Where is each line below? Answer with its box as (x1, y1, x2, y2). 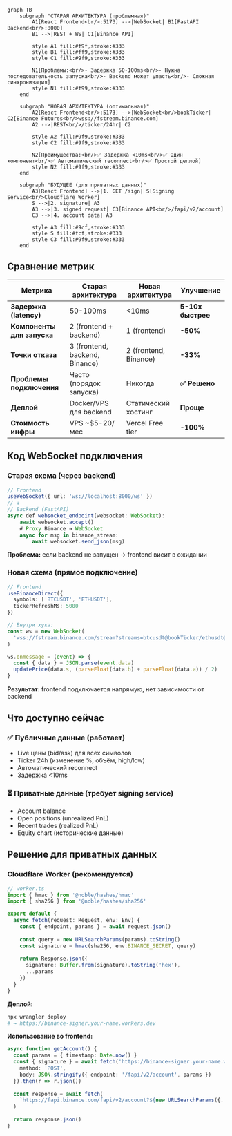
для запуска (10, 330, 54, 340)
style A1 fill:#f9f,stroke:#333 (32, 43, 126, 50)
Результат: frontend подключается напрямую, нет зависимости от (7, 685, 205, 693)
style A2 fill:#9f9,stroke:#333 (32, 133, 126, 140)
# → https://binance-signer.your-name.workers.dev (7, 1019, 156, 1027)
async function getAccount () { (7, 1046, 97, 1052)
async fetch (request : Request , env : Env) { (13, 917, 140, 924)
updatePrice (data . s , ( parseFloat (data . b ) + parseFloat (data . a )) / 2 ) (13, 666, 218, 673)
